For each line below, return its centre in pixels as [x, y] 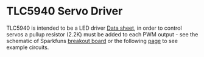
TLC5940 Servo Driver [65, 11]
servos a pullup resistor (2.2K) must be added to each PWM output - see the [102, 34]
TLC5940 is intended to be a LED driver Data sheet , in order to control [94, 28]
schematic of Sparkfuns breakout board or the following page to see [92, 41]
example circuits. [28, 47]
